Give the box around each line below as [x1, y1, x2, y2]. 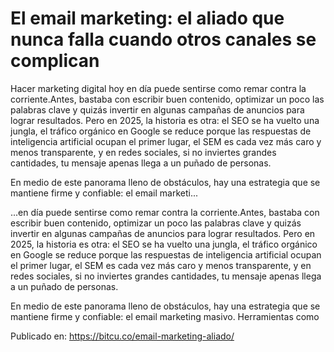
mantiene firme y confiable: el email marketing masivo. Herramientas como [10, 310, 320, 322]
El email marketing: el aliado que [10, 7, 285, 30]
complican [10, 50, 100, 72]
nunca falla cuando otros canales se [10, 28, 317, 51]
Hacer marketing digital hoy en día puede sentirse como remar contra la [10, 82, 307, 94]
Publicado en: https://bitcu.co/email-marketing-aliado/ [10, 330, 235, 342]
